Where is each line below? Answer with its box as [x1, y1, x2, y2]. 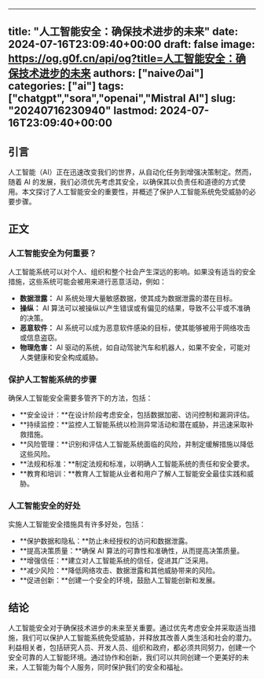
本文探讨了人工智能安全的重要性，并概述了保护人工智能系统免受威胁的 [21, 187, 249, 196]
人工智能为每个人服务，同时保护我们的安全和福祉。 [21, 662, 187, 672]
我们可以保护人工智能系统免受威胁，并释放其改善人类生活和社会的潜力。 [21, 633, 256, 643]
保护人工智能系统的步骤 [8, 374, 97, 385]
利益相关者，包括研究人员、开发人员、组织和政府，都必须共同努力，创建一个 [8, 643, 256, 652]
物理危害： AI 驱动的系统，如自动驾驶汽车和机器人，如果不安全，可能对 [19, 343, 251, 352]
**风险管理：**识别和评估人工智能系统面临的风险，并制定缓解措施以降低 [19, 439, 254, 449]
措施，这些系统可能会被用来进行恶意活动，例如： [8, 277, 167, 286]
